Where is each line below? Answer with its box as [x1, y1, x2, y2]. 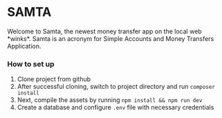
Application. [7, 42, 41, 50]
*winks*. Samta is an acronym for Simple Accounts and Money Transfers [7, 34, 214, 42]
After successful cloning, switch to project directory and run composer [17, 83, 216, 91]
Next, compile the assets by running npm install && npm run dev [17, 96, 203, 104]
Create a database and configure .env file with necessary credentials [17, 103, 214, 112]
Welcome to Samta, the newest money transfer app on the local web [7, 27, 202, 35]
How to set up [7, 59, 55, 69]
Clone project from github [17, 75, 91, 83]
